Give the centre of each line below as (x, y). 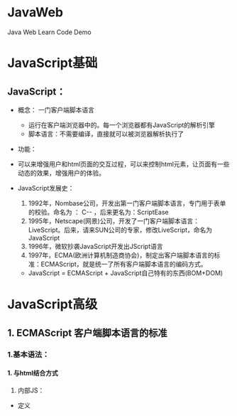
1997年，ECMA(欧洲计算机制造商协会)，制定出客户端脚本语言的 (121, 255)
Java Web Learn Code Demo (49, 32)
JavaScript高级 (53, 305)
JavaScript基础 (53, 63)
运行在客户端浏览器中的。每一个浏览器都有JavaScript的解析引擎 (121, 124)
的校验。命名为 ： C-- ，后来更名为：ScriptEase (98, 212)
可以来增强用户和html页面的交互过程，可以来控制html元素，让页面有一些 (123, 164)
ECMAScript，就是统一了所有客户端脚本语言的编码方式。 (124, 264)
